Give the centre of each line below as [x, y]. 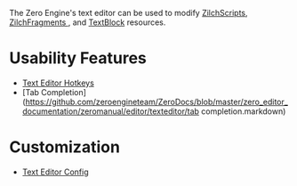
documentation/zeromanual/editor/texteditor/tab [111, 111]
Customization [64, 147]
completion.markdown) [244, 111]
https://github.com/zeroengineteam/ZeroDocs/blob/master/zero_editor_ [157, 101]
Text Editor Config [55, 172]
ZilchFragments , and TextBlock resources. [88, 22]
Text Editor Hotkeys [58, 83]
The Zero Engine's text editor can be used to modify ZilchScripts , [128, 13]
